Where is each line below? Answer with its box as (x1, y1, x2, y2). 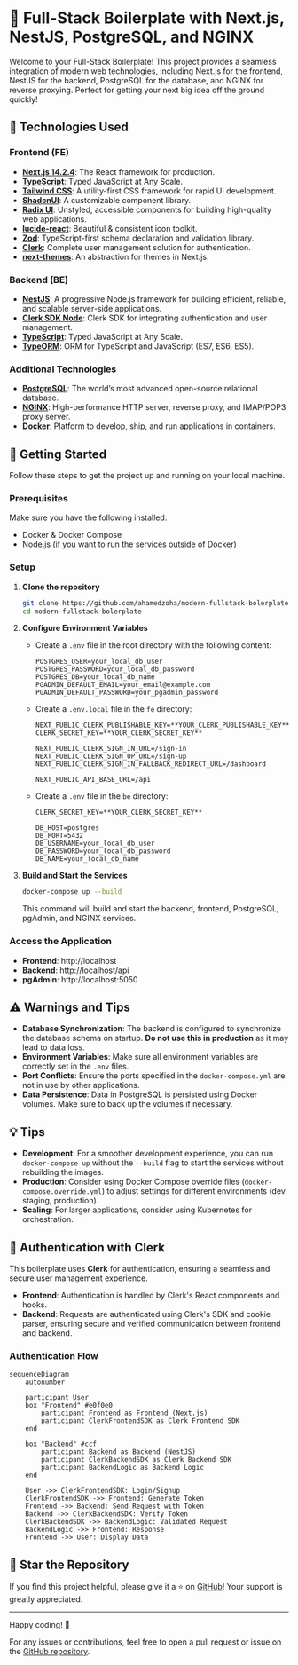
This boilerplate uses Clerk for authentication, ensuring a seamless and (9, 1263, 271, 1274)
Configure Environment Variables (21, 623, 148, 634)
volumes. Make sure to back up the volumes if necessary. (21, 1099, 233, 1109)
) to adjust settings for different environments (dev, (101, 1186, 288, 1196)
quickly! (9, 93, 38, 105)
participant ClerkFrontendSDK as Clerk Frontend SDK (41, 1416, 240, 1425)
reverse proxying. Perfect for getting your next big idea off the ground (9, 84, 265, 95)
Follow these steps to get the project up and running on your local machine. (9, 470, 286, 481)
